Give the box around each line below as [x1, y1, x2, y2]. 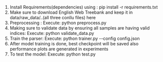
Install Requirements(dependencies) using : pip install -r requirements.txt [9, 4, 158, 10]
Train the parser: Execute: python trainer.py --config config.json [9, 35, 140, 41]
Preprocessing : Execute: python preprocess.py [9, 20, 107, 26]
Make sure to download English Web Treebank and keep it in [9, 9, 133, 15]
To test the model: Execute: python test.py [9, 51, 96, 57]
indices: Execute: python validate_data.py [9, 31, 95, 36]
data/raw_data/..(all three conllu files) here [9, 15, 96, 20]
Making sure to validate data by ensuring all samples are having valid [9, 25, 150, 31]
